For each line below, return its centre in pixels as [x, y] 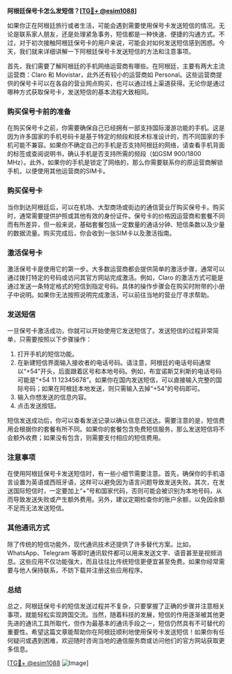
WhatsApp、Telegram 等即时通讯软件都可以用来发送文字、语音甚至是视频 [112, 552]
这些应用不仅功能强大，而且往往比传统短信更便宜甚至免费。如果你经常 [119, 561]
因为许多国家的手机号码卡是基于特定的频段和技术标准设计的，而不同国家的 [113, 137]
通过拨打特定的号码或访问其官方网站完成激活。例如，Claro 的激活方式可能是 [115, 277]
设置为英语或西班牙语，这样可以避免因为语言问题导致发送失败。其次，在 [116, 482]
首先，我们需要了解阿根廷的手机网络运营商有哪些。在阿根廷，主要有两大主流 [116, 66]
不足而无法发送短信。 [37, 508]
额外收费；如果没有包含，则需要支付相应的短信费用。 [88, 438]
